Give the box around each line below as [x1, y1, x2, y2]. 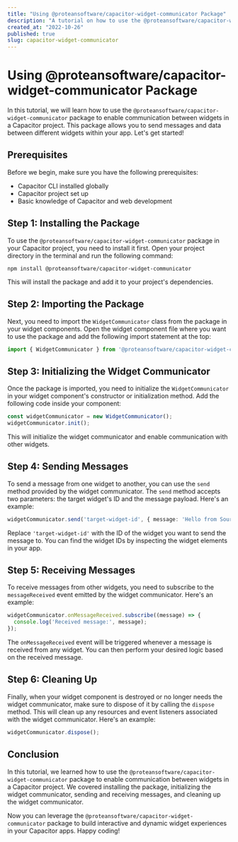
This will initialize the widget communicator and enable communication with [7, 432, 228, 441]
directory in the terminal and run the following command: [7, 251, 174, 260]
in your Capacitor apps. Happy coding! [7, 826, 120, 835]
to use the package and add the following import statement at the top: [7, 332, 211, 341]
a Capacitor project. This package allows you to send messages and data [7, 121, 222, 130]
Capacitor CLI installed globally [17, 182, 109, 190]
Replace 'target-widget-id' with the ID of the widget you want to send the [7, 528, 227, 537]
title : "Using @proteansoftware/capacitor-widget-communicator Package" [7, 10, 227, 18]
